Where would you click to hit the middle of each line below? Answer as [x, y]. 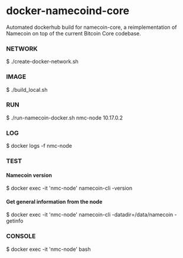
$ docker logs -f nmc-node [39, 146]
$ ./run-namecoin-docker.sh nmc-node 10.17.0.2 [64, 118]
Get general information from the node [54, 201]
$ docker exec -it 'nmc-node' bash [48, 249]
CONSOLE [21, 236]
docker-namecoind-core [68, 11]
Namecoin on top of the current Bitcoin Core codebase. [74, 33]
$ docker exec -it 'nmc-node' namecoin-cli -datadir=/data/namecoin [90, 215]
